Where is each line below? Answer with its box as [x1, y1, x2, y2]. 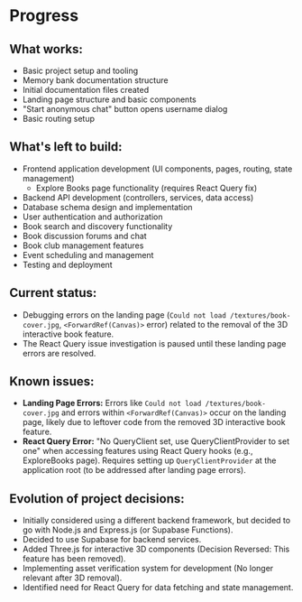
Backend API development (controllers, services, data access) [22, 191, 254, 203]
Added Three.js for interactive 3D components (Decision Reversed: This [22, 543, 290, 555]
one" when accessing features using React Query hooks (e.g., [22, 446, 253, 457]
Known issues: [9, 374, 95, 389]
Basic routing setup [22, 114, 95, 124]
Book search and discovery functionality [22, 220, 173, 231]
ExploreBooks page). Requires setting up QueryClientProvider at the [22, 455, 277, 466]
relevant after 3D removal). [22, 572, 123, 583]
